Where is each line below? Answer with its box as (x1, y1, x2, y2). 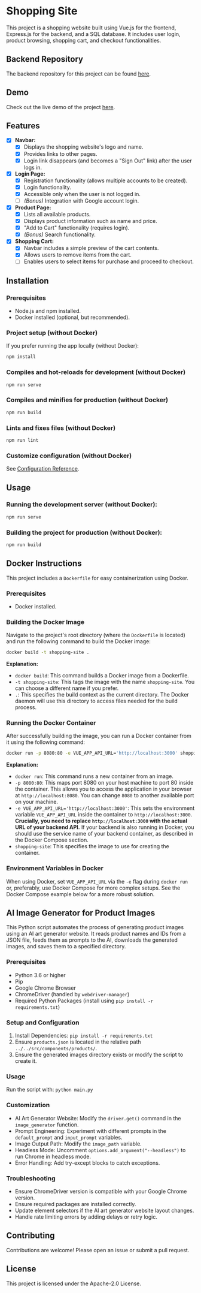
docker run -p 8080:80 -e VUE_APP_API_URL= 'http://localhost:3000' (6, 751, 178, 756)
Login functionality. (23, 183, 72, 191)
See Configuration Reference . (6, 465, 80, 472)
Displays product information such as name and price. (23, 218, 157, 225)
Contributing (6, 1231, 55, 1241)
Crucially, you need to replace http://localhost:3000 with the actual (14, 817, 187, 825)
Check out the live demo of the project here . (6, 103, 115, 110)
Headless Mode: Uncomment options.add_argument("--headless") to (14, 1146, 186, 1153)
